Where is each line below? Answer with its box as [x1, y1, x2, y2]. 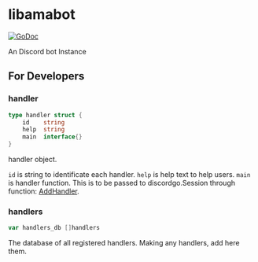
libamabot [8, 6, 76, 24]
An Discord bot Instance [8, 46, 87, 56]
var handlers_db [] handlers [8, 224, 101, 232]
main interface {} [22, 133, 83, 141]
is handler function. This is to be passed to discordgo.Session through [8, 179, 236, 187]
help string [22, 126, 65, 134]
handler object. [8, 155, 57, 164]
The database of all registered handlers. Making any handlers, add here [8, 238, 240, 248]
